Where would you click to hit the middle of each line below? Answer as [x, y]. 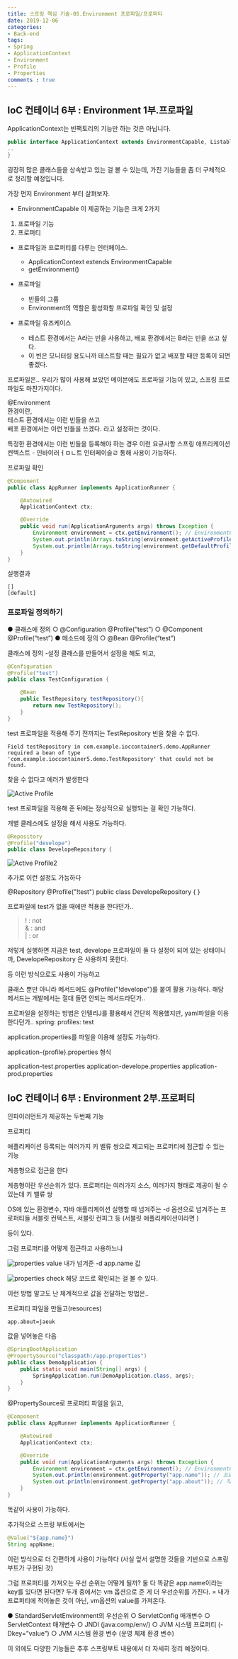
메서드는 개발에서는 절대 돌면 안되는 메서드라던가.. [76, 998]
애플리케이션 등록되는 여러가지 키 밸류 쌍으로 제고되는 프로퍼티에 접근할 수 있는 [116, 1146]
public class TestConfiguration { [58, 680]
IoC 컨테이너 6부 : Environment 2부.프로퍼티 [101, 1098]
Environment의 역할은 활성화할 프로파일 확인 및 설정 [100, 307]
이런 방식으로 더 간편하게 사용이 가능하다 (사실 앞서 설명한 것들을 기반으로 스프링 [118, 1558]
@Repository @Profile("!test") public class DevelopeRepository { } [104, 892]
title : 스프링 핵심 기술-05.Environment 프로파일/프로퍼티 [85, 14]
